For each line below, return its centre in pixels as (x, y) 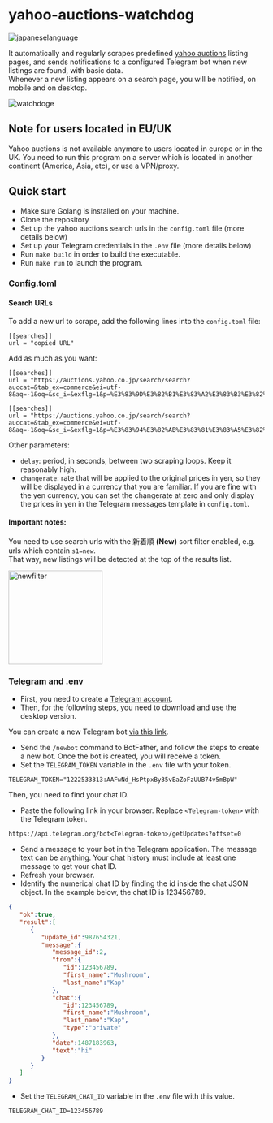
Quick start (37, 191)
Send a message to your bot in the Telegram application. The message (139, 849)
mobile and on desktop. (48, 88)
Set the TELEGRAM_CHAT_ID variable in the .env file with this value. (128, 1096)
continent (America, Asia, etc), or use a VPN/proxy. (94, 166)
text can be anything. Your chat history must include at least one (128, 857)
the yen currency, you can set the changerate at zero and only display (137, 495)
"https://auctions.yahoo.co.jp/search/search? (110, 416)
